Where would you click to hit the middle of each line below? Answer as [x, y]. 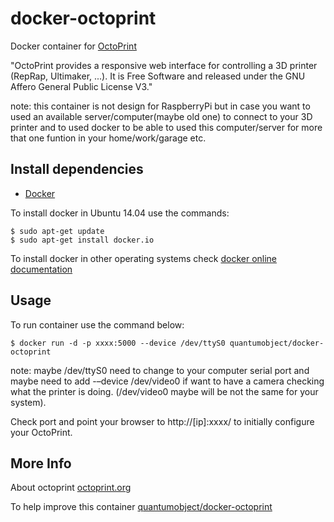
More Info [41, 463]
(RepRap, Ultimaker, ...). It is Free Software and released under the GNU [158, 76]
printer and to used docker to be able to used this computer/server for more [166, 127]
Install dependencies [77, 169]
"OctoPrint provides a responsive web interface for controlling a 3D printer [164, 65]
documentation [41, 269]
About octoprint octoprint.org [71, 488]
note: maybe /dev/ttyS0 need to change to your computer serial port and [160, 370]
